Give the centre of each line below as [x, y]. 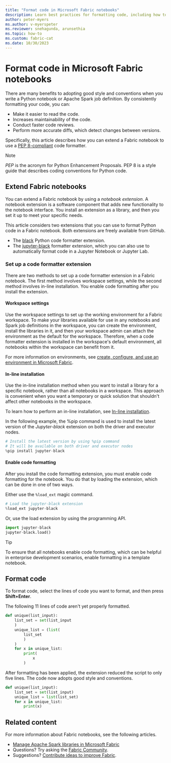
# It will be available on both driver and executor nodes [69, 446]
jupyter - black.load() [28, 532]
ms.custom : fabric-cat [29, 39]
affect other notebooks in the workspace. [49, 402]
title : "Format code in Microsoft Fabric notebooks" [62, 10]
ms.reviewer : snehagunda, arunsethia [45, 29]
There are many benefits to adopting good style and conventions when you [84, 93]
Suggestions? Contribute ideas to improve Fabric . [65, 755]
